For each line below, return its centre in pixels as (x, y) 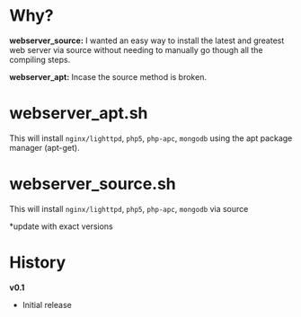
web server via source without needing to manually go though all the (136, 49)
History (38, 262)
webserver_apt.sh (79, 114)
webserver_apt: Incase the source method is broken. (108, 76)
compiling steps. (40, 59)
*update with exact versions (62, 226)
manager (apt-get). (44, 147)
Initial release (47, 304)
